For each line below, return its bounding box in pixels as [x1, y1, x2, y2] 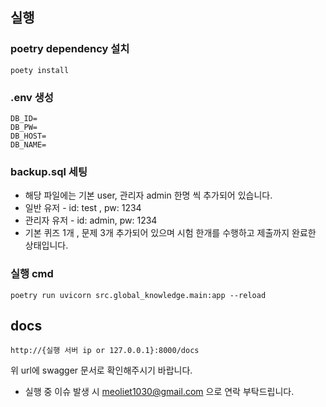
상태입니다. [24, 239, 69, 252]
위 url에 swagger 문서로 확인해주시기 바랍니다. [10, 364, 193, 377]
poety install [10, 65, 70, 75]
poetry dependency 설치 [10, 42, 130, 56]
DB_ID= [10, 113, 38, 123]
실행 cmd [10, 267, 54, 281]
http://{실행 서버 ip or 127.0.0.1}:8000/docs [10, 346, 200, 356]
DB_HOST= [10, 131, 47, 141]
